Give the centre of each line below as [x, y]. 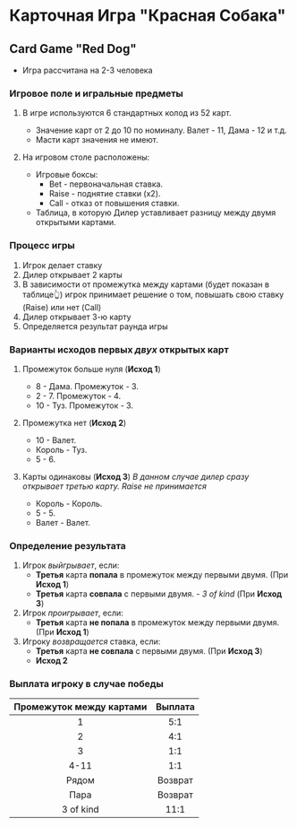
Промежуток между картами [81, 707]
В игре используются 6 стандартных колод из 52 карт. [127, 113]
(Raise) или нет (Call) [62, 307]
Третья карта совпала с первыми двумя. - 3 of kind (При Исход [159, 594]
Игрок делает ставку [62, 265]
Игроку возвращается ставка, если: [91, 641]
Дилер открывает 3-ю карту [76, 317]
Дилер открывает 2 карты [72, 274]
